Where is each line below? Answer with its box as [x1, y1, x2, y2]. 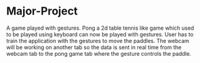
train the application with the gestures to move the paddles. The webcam [6, 37, 190, 44]
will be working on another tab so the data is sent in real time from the [6, 44, 182, 51]
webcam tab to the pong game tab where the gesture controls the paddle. [6, 50, 191, 57]
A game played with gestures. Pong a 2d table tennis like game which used [6, 24, 195, 31]
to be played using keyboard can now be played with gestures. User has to [6, 30, 194, 38]
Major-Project [6, 4, 78, 18]
